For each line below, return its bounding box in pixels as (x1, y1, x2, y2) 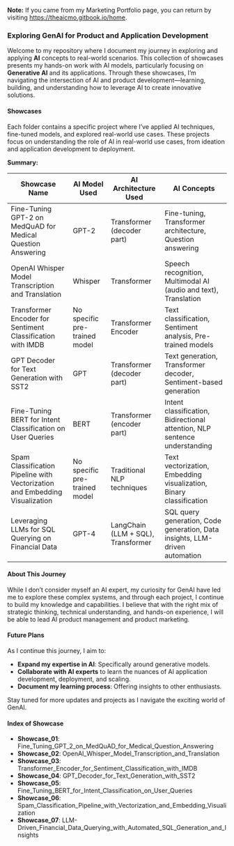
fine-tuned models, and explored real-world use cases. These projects (7, 130, 210, 138)
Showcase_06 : (17, 794, 61, 802)
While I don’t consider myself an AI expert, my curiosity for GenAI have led (7, 585, 221, 594)
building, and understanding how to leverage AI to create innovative (7, 84, 202, 92)
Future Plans (7, 631, 45, 640)
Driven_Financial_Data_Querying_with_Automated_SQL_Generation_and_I (17, 824, 227, 832)
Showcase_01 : (17, 735, 61, 743)
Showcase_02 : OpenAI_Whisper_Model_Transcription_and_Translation (17, 749, 220, 758)
